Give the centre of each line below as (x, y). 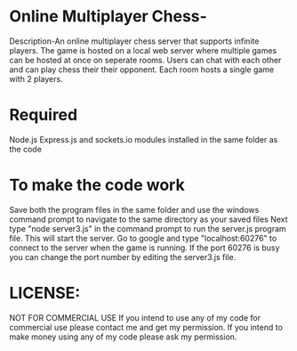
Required (44, 115)
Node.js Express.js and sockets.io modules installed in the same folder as (144, 139)
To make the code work (97, 185)
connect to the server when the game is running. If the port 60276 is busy (144, 248)
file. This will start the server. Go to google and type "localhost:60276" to (143, 238)
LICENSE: (45, 293)
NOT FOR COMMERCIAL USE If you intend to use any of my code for (135, 317)
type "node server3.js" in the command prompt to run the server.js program (148, 228)
